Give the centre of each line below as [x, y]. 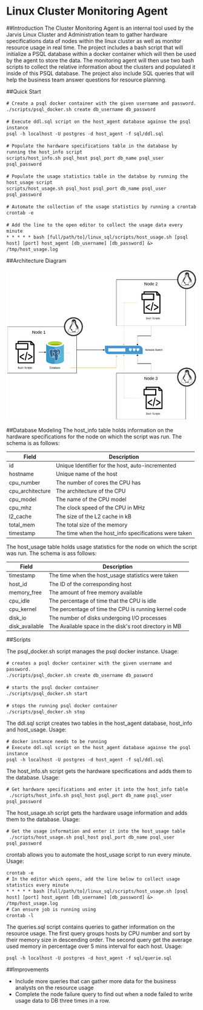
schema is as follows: [33, 443]
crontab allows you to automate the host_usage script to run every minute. [99, 855]
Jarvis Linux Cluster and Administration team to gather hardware [87, 34]
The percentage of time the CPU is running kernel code [118, 609]
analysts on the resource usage [54, 988]
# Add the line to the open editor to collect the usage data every [95, 225]
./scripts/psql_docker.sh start [47, 694]
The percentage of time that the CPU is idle [102, 601]
